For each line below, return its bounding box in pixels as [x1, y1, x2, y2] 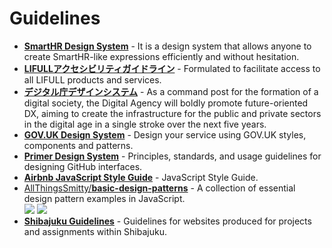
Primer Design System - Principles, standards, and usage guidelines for [23, 150, 322, 162]
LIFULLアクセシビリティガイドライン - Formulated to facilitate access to [23, 62, 321, 74]
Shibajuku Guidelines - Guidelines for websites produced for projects [23, 215, 312, 227]
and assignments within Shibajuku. [23, 225, 167, 237]
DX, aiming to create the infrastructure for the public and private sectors [23, 107, 322, 119]
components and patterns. [23, 139, 134, 151]
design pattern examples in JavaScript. [23, 192, 186, 204]
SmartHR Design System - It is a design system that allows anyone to [23, 40, 312, 52]
